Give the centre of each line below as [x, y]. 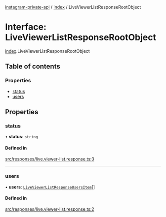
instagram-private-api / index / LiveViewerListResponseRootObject [73, 7]
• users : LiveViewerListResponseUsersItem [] [50, 187]
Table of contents [33, 67]
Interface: [26, 27]
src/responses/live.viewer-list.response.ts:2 [50, 209]
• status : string [21, 137]
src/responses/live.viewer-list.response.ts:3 [50, 159]
